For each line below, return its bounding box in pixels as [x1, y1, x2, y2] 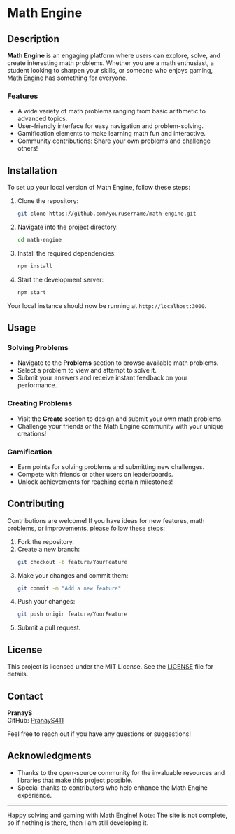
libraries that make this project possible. [17, 776, 133, 784]
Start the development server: [17, 275, 104, 284]
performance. [17, 381, 57, 389]
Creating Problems [7, 398, 73, 408]
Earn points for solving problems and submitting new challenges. [17, 462, 205, 471]
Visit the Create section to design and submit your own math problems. [17, 415, 223, 423]
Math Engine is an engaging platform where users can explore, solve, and [7, 51, 220, 60]
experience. [17, 791, 52, 799]
